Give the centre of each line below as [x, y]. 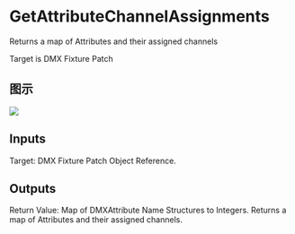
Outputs [33, 189]
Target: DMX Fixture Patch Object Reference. [93, 160]
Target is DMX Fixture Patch [62, 58]
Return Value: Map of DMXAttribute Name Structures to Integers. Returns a [148, 210]
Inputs [28, 139]
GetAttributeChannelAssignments [139, 17]
